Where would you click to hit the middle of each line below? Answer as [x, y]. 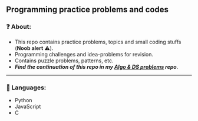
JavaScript [28, 106]
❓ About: [19, 27]
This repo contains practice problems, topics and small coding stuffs [98, 42]
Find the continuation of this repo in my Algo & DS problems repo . [96, 66]
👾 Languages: [26, 88]
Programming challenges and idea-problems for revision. [84, 54]
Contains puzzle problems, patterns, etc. [64, 60]
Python [23, 100]
